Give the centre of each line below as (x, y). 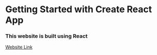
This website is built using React (47, 36)
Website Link (19, 47)
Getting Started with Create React (79, 9)
